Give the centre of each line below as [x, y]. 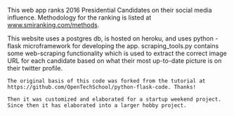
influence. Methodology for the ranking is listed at [79, 17]
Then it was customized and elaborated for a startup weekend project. [114, 99]
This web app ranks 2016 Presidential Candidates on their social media [110, 10]
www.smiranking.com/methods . [53, 25]
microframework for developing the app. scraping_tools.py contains [121, 46]
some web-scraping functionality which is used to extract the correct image [117, 53]
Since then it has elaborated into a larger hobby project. [97, 106]
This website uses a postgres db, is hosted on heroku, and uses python [111, 38]
